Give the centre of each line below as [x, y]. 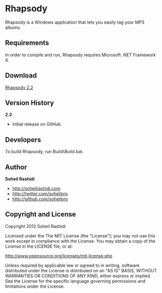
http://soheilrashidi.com [36, 188]
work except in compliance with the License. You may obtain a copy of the [80, 241]
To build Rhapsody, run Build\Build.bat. [44, 152]
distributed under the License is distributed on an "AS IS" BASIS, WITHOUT [81, 270]
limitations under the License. [35, 286]
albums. [13, 27]
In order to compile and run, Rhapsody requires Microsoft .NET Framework [81, 55]
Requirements [27, 43]
